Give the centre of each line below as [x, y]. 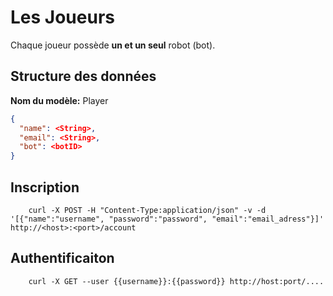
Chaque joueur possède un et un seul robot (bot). [113, 45]
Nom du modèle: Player [59, 100]
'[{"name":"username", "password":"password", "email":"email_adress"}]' [167, 219]
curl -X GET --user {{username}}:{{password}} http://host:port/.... [176, 281]
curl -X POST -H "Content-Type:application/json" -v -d [147, 210]
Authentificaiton [62, 258]
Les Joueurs [62, 17]
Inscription [45, 187]
